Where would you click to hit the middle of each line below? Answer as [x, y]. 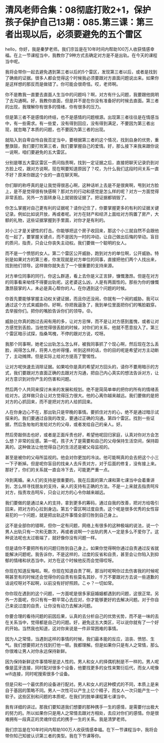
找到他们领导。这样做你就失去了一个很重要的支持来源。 [61, 265]
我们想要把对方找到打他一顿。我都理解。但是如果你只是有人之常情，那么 [86, 645]
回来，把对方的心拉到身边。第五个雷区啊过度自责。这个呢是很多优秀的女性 [80, 509]
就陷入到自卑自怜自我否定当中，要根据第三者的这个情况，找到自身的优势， [80, 140]
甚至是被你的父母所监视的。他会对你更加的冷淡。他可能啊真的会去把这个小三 [82, 457]
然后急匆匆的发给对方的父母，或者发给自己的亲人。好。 [69, 424]
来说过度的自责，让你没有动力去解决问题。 [52, 606]
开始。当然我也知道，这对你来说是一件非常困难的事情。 [65, 628]
